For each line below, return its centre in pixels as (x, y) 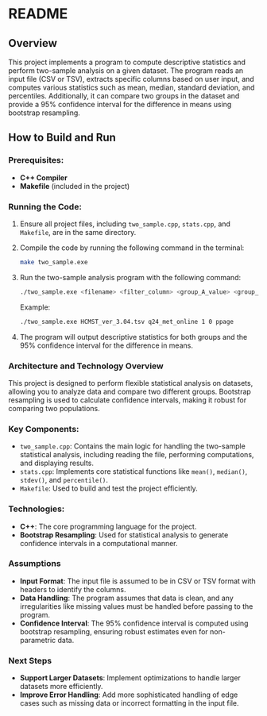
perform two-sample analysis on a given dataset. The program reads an (126, 71)
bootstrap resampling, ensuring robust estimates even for (114, 631)
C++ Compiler (43, 177)
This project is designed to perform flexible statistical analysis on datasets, (131, 383)
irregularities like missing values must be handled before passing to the (136, 606)
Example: (35, 307)
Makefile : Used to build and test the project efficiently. (109, 488)
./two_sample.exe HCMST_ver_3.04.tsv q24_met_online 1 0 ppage (127, 321)
